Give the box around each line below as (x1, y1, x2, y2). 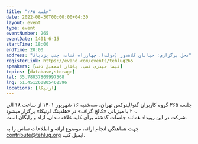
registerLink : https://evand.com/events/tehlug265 (6, 58, 134, 63)
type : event (6, 25, 35, 31)
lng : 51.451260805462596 (6, 80, 67, 86)
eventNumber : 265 (6, 31, 49, 36)
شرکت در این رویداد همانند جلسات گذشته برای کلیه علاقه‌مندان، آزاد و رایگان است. (6, 113, 187, 120)
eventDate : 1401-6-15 (6, 36, 60, 42)
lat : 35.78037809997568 (6, 74, 65, 80)
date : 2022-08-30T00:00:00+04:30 (6, 14, 89, 20)
